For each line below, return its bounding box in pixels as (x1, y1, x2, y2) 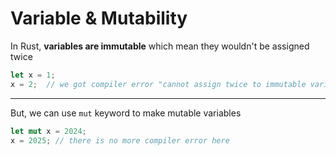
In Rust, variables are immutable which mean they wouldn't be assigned (10, 40, 310, 52)
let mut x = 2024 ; (10, 126, 87, 136)
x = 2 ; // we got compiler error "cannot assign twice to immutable (10, 79, 307, 89)
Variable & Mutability (10, 7, 188, 30)
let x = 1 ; (10, 70, 56, 80)
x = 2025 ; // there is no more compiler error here (10, 135, 230, 146)
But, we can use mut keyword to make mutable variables (10, 107, 242, 119)
